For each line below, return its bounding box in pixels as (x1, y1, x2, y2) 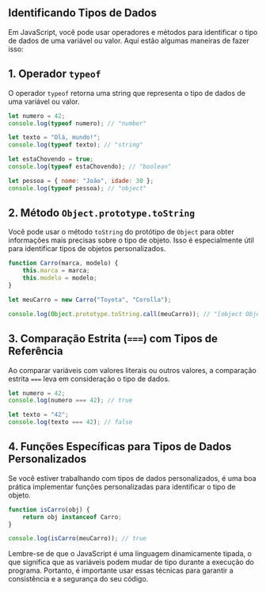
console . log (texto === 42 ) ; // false (8, 418, 133, 426)
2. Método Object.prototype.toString (8, 206, 196, 220)
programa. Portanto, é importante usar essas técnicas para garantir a (8, 566, 234, 575)
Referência (8, 345, 63, 358)
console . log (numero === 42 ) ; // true (8, 396, 133, 405)
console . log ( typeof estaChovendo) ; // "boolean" (8, 162, 172, 170)
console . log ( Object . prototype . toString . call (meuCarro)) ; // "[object (8, 310, 243, 318)
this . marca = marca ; (22, 267, 90, 275)
